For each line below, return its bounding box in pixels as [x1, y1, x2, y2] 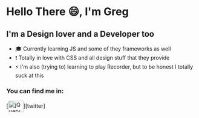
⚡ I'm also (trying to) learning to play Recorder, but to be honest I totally [15, 63, 194, 70]
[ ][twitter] [6, 102, 45, 110]
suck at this [15, 72, 44, 79]
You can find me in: [6, 87, 64, 95]
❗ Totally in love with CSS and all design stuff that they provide [15, 54, 170, 61]
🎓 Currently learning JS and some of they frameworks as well [15, 45, 171, 52]
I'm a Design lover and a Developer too [6, 29, 154, 39]
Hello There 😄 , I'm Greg [6, 5, 129, 19]
